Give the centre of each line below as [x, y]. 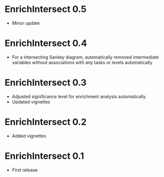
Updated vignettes [31, 101]
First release [25, 170]
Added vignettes [29, 135]
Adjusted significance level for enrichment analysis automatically [79, 96]
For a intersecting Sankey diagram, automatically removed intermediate [85, 57]
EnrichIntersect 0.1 [44, 156]
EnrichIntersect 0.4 [46, 43]
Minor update [26, 23]
